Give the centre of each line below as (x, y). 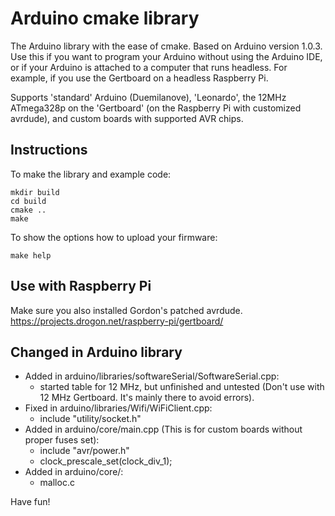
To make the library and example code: (91, 174)
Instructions (49, 150)
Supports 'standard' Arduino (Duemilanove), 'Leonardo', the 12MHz (148, 97)
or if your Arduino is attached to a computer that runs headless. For (149, 67)
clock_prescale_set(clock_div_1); (106, 461)
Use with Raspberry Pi (81, 286)
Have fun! (30, 502)
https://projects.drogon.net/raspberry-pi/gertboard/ (117, 321)
